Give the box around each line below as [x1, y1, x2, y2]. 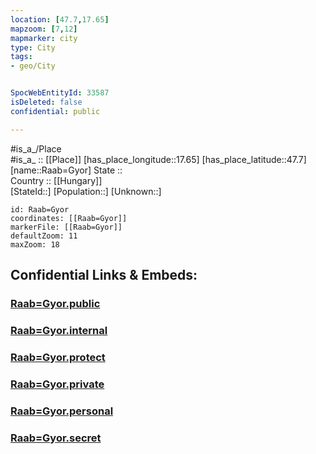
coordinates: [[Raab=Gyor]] [10, 213, 128, 223]
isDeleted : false [10, 97, 83, 107]
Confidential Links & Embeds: [10, 267, 198, 284]
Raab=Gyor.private [10, 377, 105, 391]
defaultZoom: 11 [10, 231, 78, 241]
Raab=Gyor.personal [10, 404, 114, 418]
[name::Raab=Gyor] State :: [10, 164, 123, 176]
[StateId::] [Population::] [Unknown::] [10, 185, 162, 197]
